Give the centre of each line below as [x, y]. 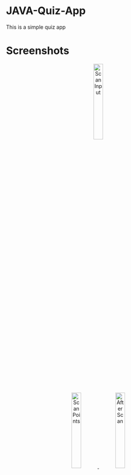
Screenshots [38, 51]
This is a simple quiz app [36, 27]
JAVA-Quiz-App [46, 11]
